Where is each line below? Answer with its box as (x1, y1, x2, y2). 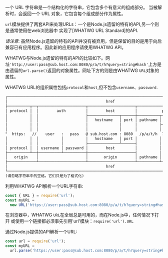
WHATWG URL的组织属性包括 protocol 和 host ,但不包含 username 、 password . (5, 84, 158, 90)
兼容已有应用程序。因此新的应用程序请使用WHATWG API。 (5, 44, 126, 50)
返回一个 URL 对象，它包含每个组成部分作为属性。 (22, 10, 126, 16)
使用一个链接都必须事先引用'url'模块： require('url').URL (14, 218, 134, 224)
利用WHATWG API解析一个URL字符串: (5, 183, 83, 189)
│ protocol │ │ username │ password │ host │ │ (5, 145, 162, 150)
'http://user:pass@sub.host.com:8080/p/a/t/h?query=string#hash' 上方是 (9, 61, 161, 67)
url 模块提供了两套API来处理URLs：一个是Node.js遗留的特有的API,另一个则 (5, 21, 159, 27)
